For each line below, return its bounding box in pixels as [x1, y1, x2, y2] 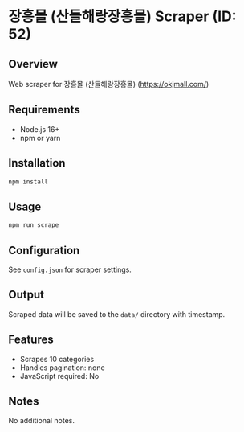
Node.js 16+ [19, 124, 60, 134]
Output [8, 288, 44, 302]
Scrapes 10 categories [19, 354, 95, 364]
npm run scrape [8, 221, 59, 229]
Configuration [8, 243, 80, 257]
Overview [8, 57, 59, 71]
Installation [8, 156, 66, 170]
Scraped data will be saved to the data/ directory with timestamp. [8, 309, 226, 319]
